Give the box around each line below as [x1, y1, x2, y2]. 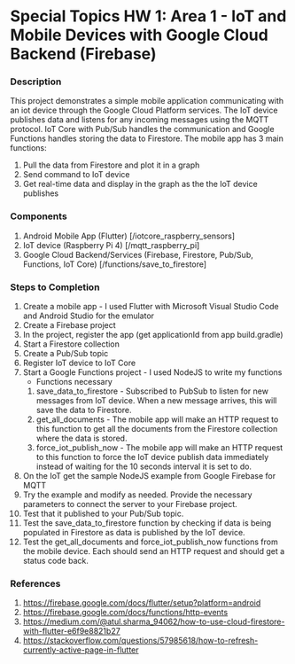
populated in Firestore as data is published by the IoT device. [22, 527, 246, 538]
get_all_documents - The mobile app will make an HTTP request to [35, 414, 279, 425]
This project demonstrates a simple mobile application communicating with [10, 96, 284, 106]
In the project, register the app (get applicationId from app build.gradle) [22, 330, 283, 340]
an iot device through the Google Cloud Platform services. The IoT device [10, 105, 278, 116]
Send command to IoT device [22, 169, 130, 180]
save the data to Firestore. [35, 405, 132, 416]
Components [10, 210, 67, 223]
